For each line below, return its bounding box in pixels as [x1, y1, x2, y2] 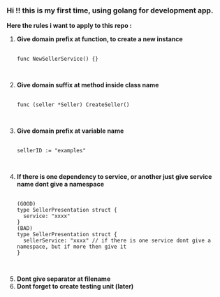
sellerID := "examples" [16, 147, 87, 154]
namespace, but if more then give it [16, 243, 127, 250]
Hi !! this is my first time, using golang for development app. [6, 6, 214, 15]
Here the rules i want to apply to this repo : [6, 22, 132, 30]
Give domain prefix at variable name [16, 126, 124, 135]
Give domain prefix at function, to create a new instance [16, 35, 183, 43]
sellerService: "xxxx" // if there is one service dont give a [23, 237, 211, 245]
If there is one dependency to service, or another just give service [16, 173, 212, 181]
